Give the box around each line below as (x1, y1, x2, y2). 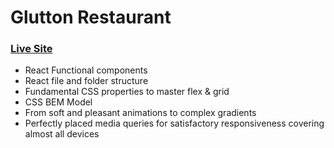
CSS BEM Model (24, 96, 93, 108)
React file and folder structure (24, 75, 149, 87)
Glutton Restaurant (10, 6, 172, 29)
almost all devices (24, 128, 100, 140)
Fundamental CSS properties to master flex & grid (24, 86, 230, 98)
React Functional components (24, 64, 148, 76)
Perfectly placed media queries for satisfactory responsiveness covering (24, 117, 325, 130)
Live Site (10, 42, 53, 56)
